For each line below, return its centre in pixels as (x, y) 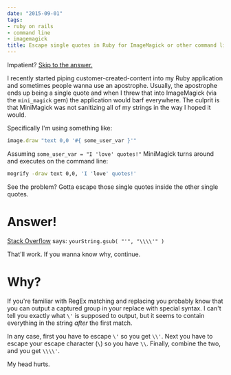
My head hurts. (29, 364)
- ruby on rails (30, 26)
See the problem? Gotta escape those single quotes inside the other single (113, 187)
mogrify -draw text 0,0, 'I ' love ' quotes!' (72, 173)
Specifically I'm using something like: (59, 128)
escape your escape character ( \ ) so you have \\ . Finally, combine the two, (114, 343)
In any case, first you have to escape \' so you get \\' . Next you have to (110, 336)
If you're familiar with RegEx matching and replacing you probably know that (115, 301)
